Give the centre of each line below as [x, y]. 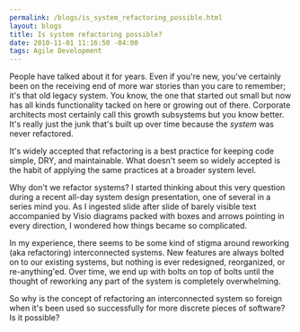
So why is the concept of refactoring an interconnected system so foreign [146, 299]
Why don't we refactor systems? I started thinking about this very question [147, 188]
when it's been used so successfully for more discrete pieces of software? [147, 308]
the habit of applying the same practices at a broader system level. [133, 170]
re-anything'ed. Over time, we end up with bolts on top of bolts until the [142, 272]
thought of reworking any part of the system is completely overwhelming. [145, 281]
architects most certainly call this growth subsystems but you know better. [147, 115]
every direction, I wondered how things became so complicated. [128, 226]
